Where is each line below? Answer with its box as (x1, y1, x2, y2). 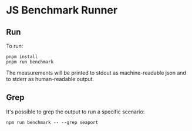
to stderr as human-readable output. (6, 76, 95, 82)
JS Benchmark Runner (6, 4, 118, 17)
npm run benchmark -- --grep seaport (6, 119, 99, 125)
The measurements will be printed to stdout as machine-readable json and (6, 69, 187, 76)
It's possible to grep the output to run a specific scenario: (6, 108, 145, 115)
